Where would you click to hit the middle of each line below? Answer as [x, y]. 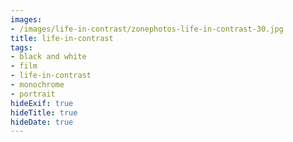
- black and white [48, 57]
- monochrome [37, 85]
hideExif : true [42, 103]
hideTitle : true [44, 112]
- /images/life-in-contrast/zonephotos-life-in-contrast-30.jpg [147, 29]
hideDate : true [42, 122]
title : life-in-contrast [62, 38]
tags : [21, 47]
